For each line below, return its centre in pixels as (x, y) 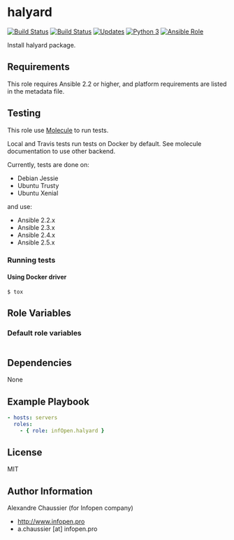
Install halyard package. (42, 45)
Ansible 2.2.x (36, 220)
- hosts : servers (32, 418)
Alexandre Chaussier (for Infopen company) (71, 508)
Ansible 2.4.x (36, 235)
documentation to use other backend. (61, 151)
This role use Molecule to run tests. (58, 130)
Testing (24, 114)
